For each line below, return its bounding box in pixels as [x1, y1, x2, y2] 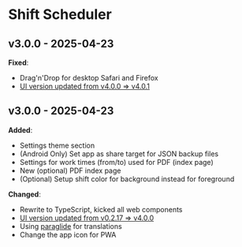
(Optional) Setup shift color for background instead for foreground [19, 174, 235, 183]
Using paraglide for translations [19, 221, 122, 230]
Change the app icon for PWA [19, 230, 117, 239]
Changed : [8, 189, 41, 199]
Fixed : [8, 58, 29, 67]
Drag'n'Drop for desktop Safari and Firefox [19, 73, 159, 82]
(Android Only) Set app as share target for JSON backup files [19, 148, 219, 159]
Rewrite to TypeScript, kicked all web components [19, 204, 183, 214]
